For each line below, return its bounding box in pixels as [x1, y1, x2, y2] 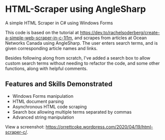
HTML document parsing [12, 98, 64, 104]
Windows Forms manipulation [12, 93, 74, 99]
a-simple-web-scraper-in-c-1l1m [5, 35, 72, 41]
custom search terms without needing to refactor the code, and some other [5, 60, 160, 66]
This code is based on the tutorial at [5, 29, 79, 35]
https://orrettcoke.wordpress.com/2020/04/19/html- [45, 124, 153, 130]
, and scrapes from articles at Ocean [72, 35, 147, 41]
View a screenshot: [5, 124, 45, 130]
